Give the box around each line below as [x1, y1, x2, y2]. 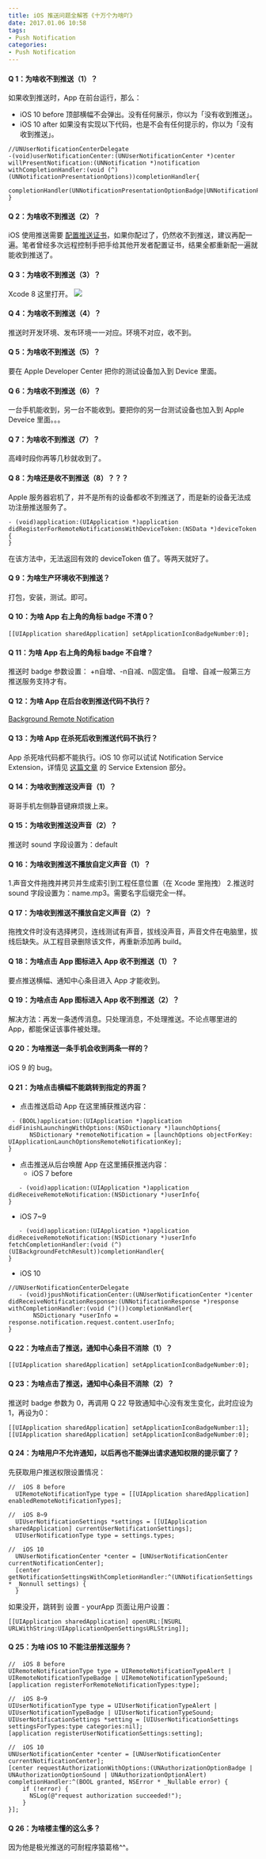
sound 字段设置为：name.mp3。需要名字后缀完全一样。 [8, 888, 190, 898]
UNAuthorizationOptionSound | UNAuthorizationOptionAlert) [8, 1771, 207, 1779]
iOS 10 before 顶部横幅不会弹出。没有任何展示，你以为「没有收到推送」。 [19, 110, 257, 120]
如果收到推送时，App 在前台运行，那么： [8, 93, 142, 103]
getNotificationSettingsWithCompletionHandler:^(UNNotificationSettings [8, 1573, 253, 1581]
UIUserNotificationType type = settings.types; [15, 1531, 176, 1539]
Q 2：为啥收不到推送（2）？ [8, 211, 101, 221]
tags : [8, 26, 26, 34]
